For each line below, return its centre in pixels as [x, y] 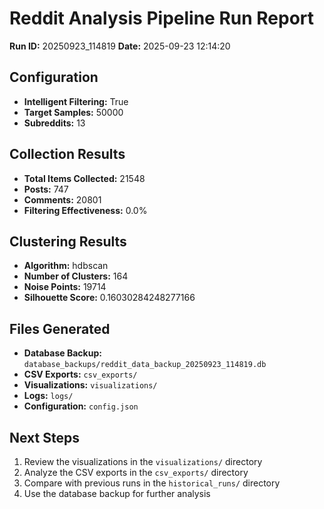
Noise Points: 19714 [65, 287]
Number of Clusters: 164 [76, 276]
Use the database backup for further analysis [117, 493]
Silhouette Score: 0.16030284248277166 [109, 298]
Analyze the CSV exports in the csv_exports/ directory [136, 472]
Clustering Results [68, 241]
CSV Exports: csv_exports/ [80, 374]
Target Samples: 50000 [73, 112]
